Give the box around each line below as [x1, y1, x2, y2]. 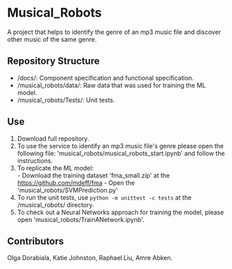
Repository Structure [7, 55, 100, 67]
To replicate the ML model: [17, 164, 94, 172]
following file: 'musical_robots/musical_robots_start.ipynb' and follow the [17, 149, 225, 157]
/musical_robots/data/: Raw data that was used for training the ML [17, 81, 206, 89]
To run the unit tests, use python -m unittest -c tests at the [17, 193, 192, 202]
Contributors [7, 235, 64, 247]
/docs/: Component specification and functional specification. [17, 73, 194, 82]
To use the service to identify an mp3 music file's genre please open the [17, 141, 224, 150]
